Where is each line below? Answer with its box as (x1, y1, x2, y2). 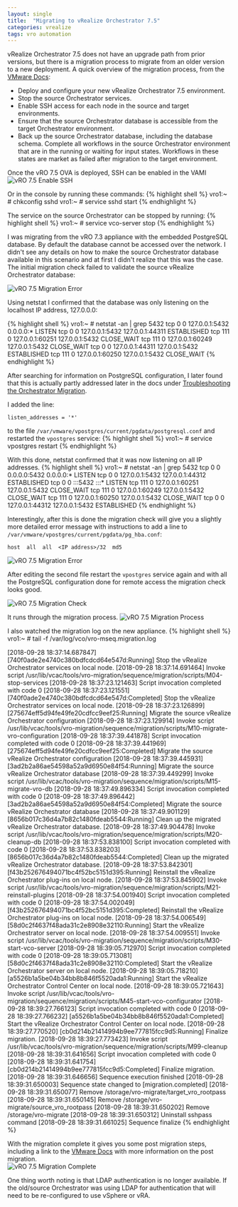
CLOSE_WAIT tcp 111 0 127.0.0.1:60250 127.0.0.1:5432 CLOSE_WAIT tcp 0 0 (7, 494, 225, 502)
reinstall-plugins (7, 891, 55, 900)
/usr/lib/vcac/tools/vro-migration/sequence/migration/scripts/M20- (26, 830, 222, 839)
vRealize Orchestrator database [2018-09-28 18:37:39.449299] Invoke (7, 770, 215, 778)
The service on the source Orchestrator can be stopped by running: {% (7, 211, 216, 220)
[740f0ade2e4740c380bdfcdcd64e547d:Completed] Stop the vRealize (7, 693, 215, 703)
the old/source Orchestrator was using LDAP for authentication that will (7, 1183, 216, 1192)
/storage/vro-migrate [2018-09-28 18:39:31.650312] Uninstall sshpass (7, 1111, 212, 1119)
